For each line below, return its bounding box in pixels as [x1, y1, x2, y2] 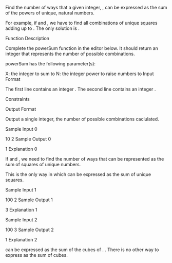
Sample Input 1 [5, 187, 37, 192]
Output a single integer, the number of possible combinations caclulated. [5, 116, 159, 122]
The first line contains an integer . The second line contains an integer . [5, 86, 156, 92]
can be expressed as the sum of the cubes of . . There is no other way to [5, 247, 159, 253]
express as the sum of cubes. [5, 252, 68, 258]
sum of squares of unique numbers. [5, 162, 81, 167]
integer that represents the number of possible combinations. [5, 51, 135, 57]
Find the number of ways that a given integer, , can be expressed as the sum [5, 5, 167, 10]
